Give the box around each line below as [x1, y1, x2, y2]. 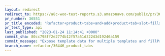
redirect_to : [4, 12, 32, 17]
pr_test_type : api [4, 25, 42, 30]
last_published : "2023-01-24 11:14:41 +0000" [4, 30, 99, 35]
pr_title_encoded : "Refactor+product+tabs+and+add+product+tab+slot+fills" [4, 20, 164, 26]
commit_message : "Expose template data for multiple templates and [4, 39, 146, 44]
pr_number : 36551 [4, 16, 40, 21]
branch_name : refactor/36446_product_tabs [4, 43, 93, 48]
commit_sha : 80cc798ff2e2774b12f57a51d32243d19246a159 [4, 35, 120, 39]
